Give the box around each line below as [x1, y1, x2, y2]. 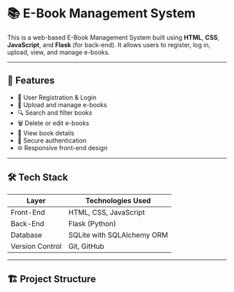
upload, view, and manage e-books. [7, 48, 110, 56]
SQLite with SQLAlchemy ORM [68, 230, 169, 240]
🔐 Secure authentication [17, 136, 87, 145]
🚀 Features [7, 74, 55, 87]
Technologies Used [85, 195, 151, 205]
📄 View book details [17, 129, 75, 137]
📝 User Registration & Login [17, 93, 97, 102]
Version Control [10, 241, 62, 251]
